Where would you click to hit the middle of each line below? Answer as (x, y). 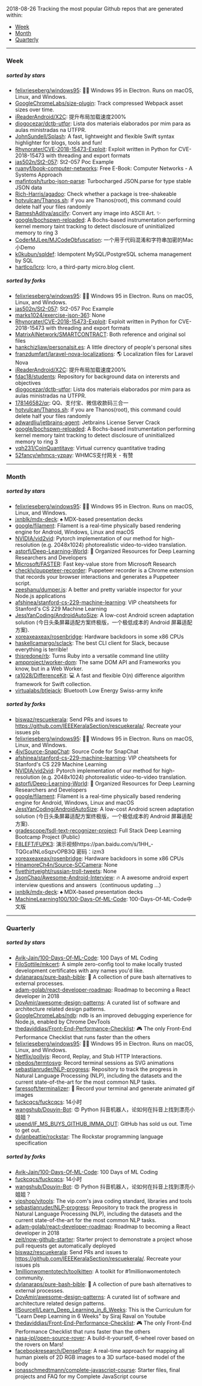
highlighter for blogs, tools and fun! (58, 142)
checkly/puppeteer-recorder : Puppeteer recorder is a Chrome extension (104, 570)
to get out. (28, 1130)
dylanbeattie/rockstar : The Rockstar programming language (89, 1136)
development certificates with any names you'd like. (79, 970)
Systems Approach (38, 175)
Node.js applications (40, 596)
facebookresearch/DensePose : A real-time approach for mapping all (99, 1350)
